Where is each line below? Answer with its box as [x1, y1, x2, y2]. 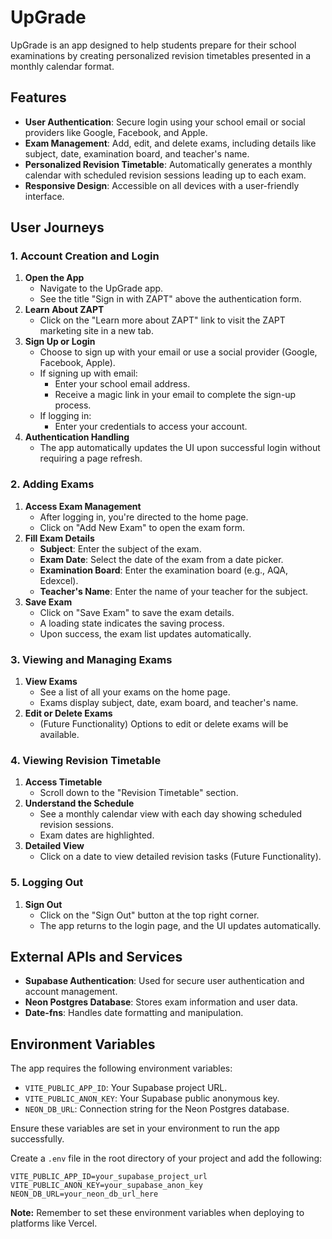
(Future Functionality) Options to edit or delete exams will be [39, 718, 289, 730]
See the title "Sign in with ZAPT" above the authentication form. [39, 293, 302, 305]
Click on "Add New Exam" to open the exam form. [39, 521, 246, 533]
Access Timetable [24, 776, 103, 788]
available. [39, 729, 80, 741]
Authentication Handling [24, 431, 130, 443]
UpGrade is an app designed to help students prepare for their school [10, 39, 297, 51]
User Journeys [10, 219, 105, 236]
